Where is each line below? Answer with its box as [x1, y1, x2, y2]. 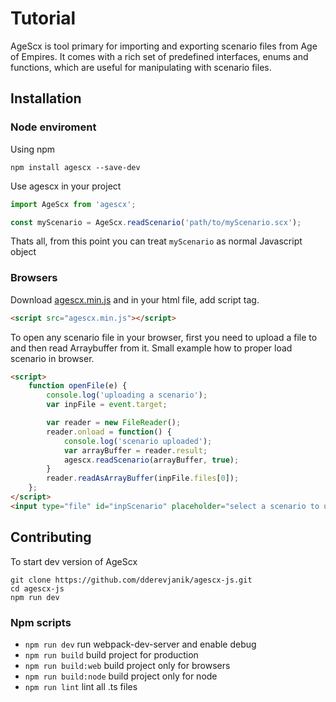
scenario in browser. [10, 352, 95, 364]
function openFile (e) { [28, 381, 128, 391]
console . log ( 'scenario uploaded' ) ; [63, 436, 213, 446]
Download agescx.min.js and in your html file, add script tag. [10, 293, 260, 306]
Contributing [10, 529, 92, 546]
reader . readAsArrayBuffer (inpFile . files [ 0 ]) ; [46, 473, 240, 484]
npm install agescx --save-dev [10, 162, 141, 172]
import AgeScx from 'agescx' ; [10, 199, 137, 209]
